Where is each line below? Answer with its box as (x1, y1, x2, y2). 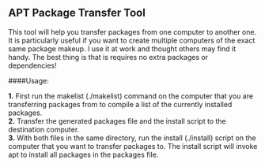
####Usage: (8, 76, 49, 85)
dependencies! (8, 61, 57, 70)
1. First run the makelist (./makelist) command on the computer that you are (8, 91, 254, 101)
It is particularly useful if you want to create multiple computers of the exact (8, 35, 256, 45)
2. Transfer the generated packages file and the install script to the (8, 116, 227, 125)
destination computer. (8, 124, 80, 134)
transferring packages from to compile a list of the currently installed (8, 99, 233, 109)
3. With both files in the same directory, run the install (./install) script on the (8, 133, 256, 143)
